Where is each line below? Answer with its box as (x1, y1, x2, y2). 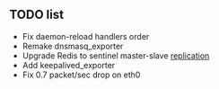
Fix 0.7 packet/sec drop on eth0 (22, 69, 141, 80)
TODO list (9, 7, 65, 22)
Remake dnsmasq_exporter (22, 40, 124, 51)
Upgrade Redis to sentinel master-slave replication (22, 49, 210, 61)
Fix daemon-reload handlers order (22, 31, 150, 41)
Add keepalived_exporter (22, 59, 116, 70)
